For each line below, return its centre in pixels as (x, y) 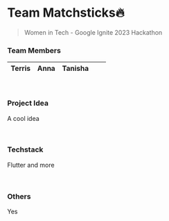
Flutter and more (31, 165)
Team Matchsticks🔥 (66, 13)
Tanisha (75, 69)
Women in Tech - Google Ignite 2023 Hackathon (93, 32)
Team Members (34, 50)
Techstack (25, 149)
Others (19, 196)
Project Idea (28, 104)
